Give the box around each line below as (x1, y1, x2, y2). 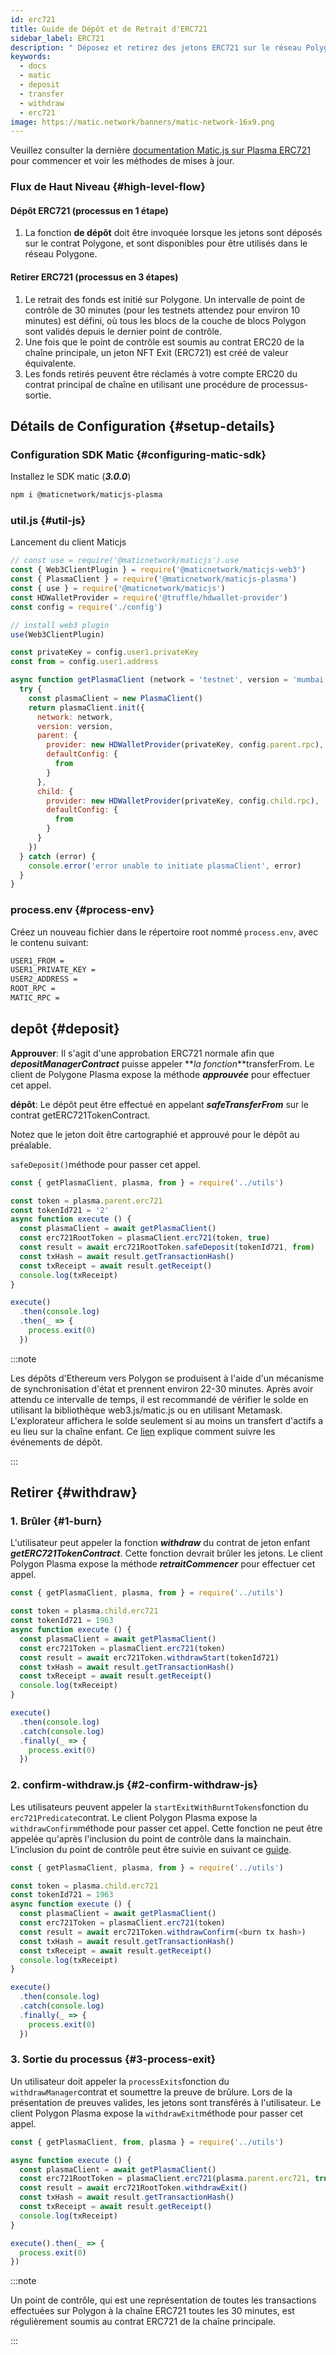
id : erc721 (10, 14, 56, 25)
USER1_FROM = (10, 956, 65, 966)
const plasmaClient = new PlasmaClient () (28, 693, 203, 703)
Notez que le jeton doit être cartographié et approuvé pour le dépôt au (10, 1128, 300, 1140)
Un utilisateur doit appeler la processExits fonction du (10, 2075, 230, 2087)
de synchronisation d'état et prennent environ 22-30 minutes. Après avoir (10, 1382, 314, 1395)
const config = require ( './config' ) (10, 602, 163, 612)
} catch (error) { (19, 851, 97, 861)
